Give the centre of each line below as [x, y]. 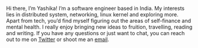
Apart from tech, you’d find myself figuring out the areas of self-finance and [99, 21]
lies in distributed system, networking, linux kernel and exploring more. [92, 14]
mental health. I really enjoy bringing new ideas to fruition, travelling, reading [99, 27]
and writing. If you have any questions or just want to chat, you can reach [95, 33]
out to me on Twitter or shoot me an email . [58, 39]
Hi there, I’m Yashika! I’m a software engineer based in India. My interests [95, 8]
